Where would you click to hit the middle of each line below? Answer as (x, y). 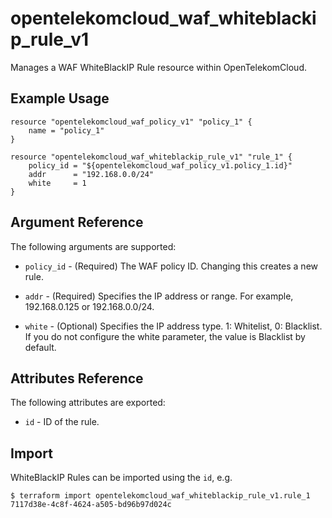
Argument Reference (77, 222)
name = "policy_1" (66, 130)
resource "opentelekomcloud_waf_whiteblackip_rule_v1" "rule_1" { (151, 157)
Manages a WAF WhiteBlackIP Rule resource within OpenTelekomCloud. (158, 67)
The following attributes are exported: (88, 403)
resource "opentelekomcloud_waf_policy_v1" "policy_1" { (131, 122)
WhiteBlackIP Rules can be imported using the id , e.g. (121, 478)
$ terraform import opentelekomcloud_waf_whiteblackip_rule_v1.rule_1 (160, 496)
